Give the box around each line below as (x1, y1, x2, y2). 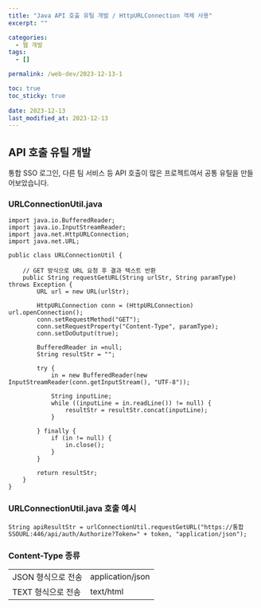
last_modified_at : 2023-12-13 (8, 114, 109, 122)
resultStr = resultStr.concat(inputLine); (64, 406, 208, 414)
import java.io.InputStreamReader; (8, 224, 127, 232)
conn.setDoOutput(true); (37, 330, 119, 338)
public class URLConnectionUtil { (8, 252, 123, 260)
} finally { (37, 427, 77, 435)
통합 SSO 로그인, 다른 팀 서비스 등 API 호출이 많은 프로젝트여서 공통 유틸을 (8, 168, 239, 178)
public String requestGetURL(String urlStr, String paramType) (22, 274, 237, 282)
